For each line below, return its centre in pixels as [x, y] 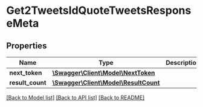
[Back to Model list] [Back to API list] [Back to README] [76, 98]
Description [183, 63]
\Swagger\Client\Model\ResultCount [106, 83]
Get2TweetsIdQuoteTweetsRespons [99, 11]
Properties [27, 46]
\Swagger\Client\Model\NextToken [104, 73]
